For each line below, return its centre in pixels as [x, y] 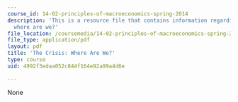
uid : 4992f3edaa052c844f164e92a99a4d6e [66, 66]
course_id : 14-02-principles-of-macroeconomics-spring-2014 [98, 14]
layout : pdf [25, 46]
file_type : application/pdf [49, 40]
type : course [27, 60]
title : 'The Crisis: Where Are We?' [61, 53]
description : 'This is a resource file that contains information [107, 20]
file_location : [30, 33]
